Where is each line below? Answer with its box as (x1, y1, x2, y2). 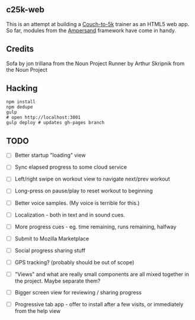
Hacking (6, 83, 38, 94)
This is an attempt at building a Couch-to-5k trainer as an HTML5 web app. (6, 20, 190, 27)
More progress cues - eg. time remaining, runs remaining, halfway (14, 223, 177, 230)
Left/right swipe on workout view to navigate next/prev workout (14, 175, 170, 183)
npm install (6, 99, 36, 105)
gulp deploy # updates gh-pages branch (6, 120, 105, 126)
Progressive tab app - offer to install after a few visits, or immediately (14, 301, 184, 308)
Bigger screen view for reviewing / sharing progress (14, 289, 142, 296)
